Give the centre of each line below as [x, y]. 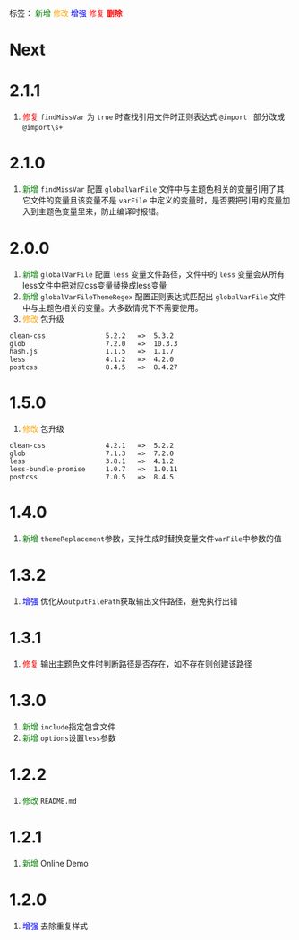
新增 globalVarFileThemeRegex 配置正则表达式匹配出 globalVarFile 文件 [154, 297]
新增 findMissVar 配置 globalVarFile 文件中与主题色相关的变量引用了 [149, 189]
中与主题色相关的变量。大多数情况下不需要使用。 [112, 308]
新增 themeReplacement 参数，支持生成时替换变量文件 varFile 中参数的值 [152, 538]
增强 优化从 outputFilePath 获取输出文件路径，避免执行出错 [130, 601]
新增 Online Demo [55, 863]
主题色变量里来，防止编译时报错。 [101, 211]
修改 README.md [50, 800]
